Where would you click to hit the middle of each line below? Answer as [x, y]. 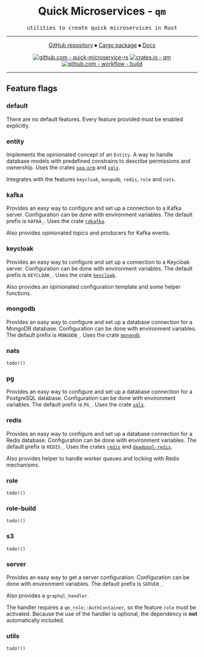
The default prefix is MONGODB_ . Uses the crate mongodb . [74, 335]
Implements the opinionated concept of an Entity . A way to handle [90, 154]
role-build [21, 508]
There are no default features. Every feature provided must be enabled [95, 119]
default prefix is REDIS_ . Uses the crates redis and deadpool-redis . [90, 446]
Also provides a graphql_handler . [48, 595]
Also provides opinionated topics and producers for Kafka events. [88, 233]
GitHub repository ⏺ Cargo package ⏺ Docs [102, 45]
